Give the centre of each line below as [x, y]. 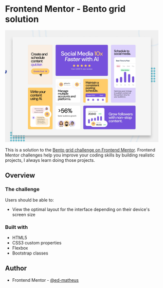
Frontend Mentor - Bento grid [65, 9]
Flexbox [20, 248]
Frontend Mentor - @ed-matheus [45, 280]
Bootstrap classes [30, 253]
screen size [24, 214]
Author [16, 268]
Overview [20, 176]
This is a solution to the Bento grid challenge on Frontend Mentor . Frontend [80, 150]
